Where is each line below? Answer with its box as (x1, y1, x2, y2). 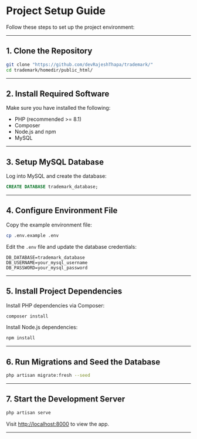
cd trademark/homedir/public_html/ (6, 67, 93, 73)
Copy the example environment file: (6, 221, 92, 228)
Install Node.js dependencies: (6, 324, 78, 331)
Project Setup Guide (6, 4, 106, 18)
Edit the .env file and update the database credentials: (6, 243, 137, 250)
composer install (6, 313, 49, 319)
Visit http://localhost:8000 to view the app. (6, 420, 110, 427)
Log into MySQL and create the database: (6, 173, 107, 180)
